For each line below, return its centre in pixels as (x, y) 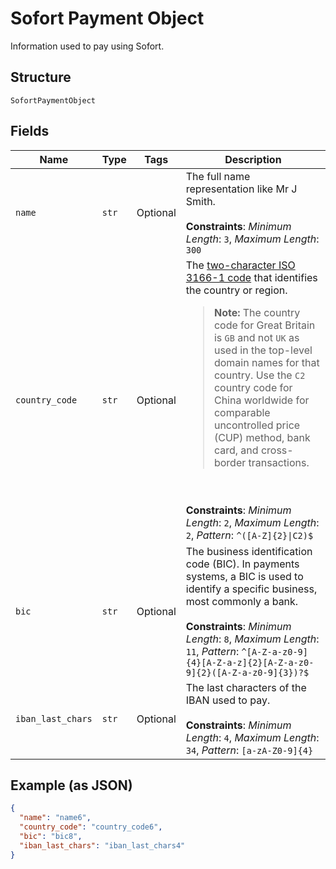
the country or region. (236, 290)
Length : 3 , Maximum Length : (252, 239)
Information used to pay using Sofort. (87, 46)
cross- (277, 450)
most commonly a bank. (242, 601)
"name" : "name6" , (55, 818)
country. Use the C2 (259, 375)
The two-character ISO (240, 265)
